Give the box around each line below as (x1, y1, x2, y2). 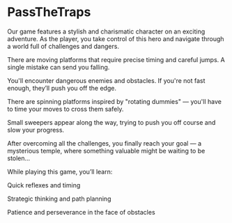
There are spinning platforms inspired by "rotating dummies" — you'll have (7, 97, 222, 105)
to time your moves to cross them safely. (7, 105, 124, 113)
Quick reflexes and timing (7, 180, 81, 189)
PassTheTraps (7, 4, 91, 20)
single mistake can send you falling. (7, 63, 110, 71)
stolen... (7, 154, 31, 162)
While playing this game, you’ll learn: (7, 167, 113, 176)
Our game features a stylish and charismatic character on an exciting (7, 27, 206, 36)
